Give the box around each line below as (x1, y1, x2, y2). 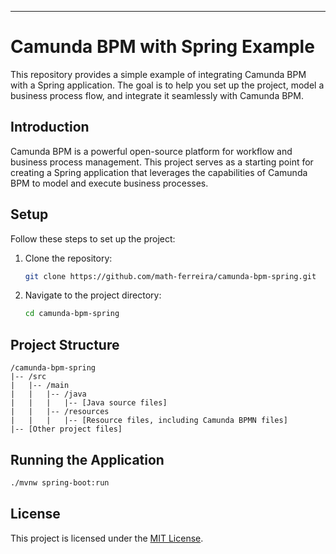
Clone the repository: (24, 252, 113, 264)
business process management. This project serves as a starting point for (10, 156, 314, 168)
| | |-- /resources (10, 407, 110, 417)
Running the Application (10, 451, 165, 468)
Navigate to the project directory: (24, 289, 162, 301)
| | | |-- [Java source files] (10, 398, 168, 408)
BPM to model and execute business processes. (10, 177, 209, 189)
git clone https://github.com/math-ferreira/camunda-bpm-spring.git (24, 271, 317, 281)
